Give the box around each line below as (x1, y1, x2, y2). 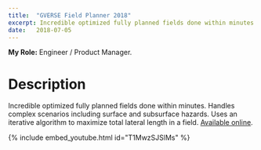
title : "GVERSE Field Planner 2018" (8, 11, 132, 20)
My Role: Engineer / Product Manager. (8, 48, 132, 57)
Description (8, 75, 86, 93)
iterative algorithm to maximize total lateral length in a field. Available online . (8, 118, 253, 127)
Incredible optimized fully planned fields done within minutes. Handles (8, 101, 235, 111)
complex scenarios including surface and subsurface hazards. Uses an (8, 109, 237, 119)
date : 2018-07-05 (8, 26, 72, 34)
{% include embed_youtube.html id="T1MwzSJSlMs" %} (8, 133, 190, 142)
